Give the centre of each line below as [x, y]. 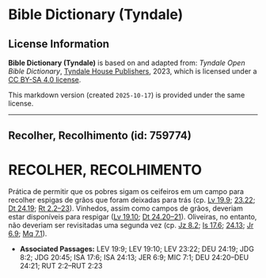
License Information [59, 44]
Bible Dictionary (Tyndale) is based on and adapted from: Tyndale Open [127, 63]
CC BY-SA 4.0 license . [45, 80]
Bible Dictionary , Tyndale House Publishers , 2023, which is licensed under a [133, 71]
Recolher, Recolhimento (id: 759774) [100, 136]
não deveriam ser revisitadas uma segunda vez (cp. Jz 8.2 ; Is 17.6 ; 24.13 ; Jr [131, 225]
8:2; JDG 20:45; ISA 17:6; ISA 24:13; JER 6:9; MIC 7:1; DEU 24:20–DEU [134, 257]
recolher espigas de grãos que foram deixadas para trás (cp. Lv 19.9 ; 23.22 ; [132, 200]
